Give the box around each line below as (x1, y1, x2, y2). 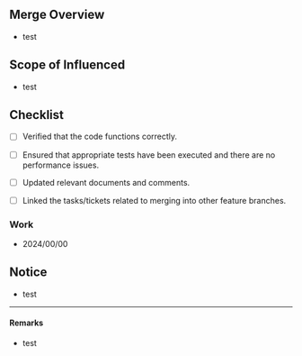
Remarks (9, 317, 44, 328)
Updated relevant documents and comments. (22, 177, 191, 187)
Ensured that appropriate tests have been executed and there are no (22, 149, 276, 160)
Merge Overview (9, 7, 105, 23)
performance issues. (22, 160, 100, 170)
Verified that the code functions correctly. (22, 131, 178, 142)
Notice (9, 265, 48, 280)
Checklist (9, 107, 65, 123)
